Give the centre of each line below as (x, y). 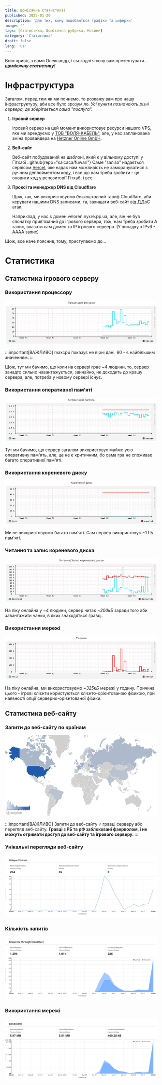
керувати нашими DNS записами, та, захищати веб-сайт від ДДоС (81, 202)
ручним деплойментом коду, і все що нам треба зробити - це (76, 172)
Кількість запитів (27, 929)
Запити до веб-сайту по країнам (45, 728)
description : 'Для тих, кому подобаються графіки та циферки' (69, 20)
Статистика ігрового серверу (52, 279)
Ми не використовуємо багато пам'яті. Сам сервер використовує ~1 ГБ (79, 532)
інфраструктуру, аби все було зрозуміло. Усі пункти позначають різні (77, 104)
